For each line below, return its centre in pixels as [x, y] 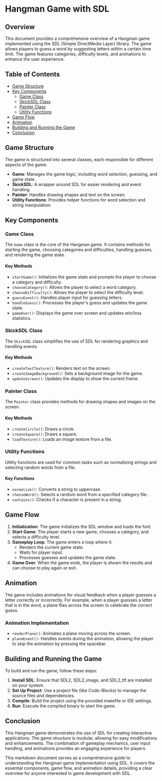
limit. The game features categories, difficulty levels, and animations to [76, 54]
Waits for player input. [41, 552]
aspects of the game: [26, 165]
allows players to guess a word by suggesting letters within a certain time [78, 49]
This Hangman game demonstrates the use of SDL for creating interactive [79, 733]
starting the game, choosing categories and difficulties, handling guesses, [79, 250]
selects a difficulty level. [36, 537]
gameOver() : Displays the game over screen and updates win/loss [77, 313]
